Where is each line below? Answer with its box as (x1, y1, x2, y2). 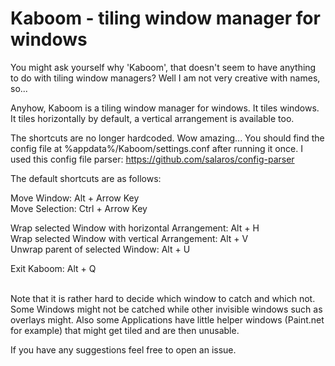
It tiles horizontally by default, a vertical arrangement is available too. (10, 112, 295, 124)
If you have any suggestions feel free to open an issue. (10, 343, 237, 356)
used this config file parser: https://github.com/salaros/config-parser (10, 153, 295, 165)
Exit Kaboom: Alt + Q (10, 262, 97, 274)
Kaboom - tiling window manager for (10, 7, 321, 30)
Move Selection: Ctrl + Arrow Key (10, 202, 148, 214)
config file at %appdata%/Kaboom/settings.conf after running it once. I (10, 142, 303, 154)
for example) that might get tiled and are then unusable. (10, 324, 240, 336)
